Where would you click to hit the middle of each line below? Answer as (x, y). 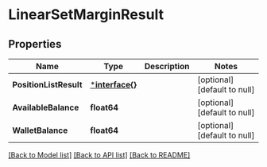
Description (167, 66)
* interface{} (114, 85)
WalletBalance (40, 130)
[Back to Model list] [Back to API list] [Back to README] (99, 155)
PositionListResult (47, 85)
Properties (35, 44)
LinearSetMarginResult (86, 15)
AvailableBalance (46, 107)
